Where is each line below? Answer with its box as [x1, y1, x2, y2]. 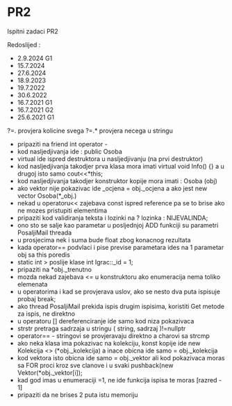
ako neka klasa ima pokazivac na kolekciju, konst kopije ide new [17, 339, 201, 347]
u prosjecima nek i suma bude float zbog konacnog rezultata [17, 235, 191, 244]
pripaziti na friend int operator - [17, 139, 108, 148]
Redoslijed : [7, 40, 41, 49]
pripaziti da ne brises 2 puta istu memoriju [17, 390, 138, 399]
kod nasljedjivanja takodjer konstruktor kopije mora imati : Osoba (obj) [17, 176, 217, 185]
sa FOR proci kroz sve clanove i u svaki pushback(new [17, 361, 174, 369]
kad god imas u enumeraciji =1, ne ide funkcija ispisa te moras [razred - [17, 375, 222, 384]
